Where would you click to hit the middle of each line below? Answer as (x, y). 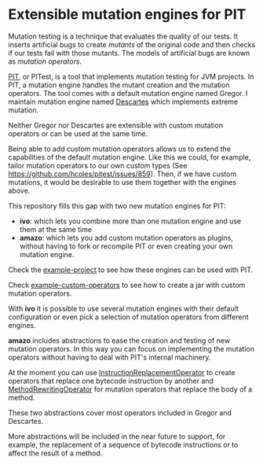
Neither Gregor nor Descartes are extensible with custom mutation (116, 125)
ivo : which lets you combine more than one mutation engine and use (130, 221)
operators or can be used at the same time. (78, 133)
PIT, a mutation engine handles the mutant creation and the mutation (119, 85)
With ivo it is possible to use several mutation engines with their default (124, 308)
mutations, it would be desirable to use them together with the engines (122, 182)
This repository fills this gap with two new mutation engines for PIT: (117, 205)
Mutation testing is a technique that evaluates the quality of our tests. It (123, 36)
